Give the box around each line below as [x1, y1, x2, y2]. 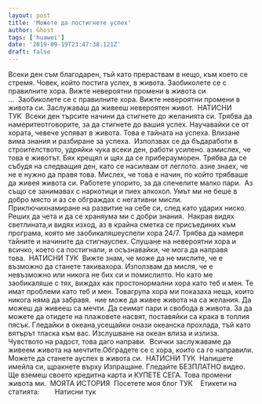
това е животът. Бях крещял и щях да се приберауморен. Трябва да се [8, 153, 247, 162]
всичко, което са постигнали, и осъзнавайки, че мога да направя [8, 245, 228, 254]
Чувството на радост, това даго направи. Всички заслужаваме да [8, 337, 231, 346]
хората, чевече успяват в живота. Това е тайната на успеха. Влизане [8, 128, 241, 138]
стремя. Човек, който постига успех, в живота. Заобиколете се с [8, 78, 227, 87]
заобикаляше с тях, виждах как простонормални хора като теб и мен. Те [8, 278, 253, 288]
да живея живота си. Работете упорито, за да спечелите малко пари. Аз [8, 178, 253, 187]
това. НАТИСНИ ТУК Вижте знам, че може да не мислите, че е [8, 253, 224, 263]
